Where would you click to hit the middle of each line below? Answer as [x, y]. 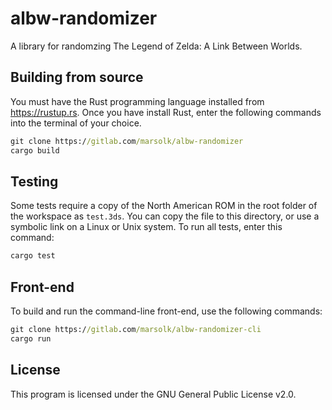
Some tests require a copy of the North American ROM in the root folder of [164, 206]
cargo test [33, 256]
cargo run [31, 338]
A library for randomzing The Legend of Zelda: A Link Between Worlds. [156, 46]
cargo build [35, 150]
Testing [34, 181]
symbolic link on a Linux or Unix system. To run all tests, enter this [146, 227]
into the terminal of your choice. [76, 123]
